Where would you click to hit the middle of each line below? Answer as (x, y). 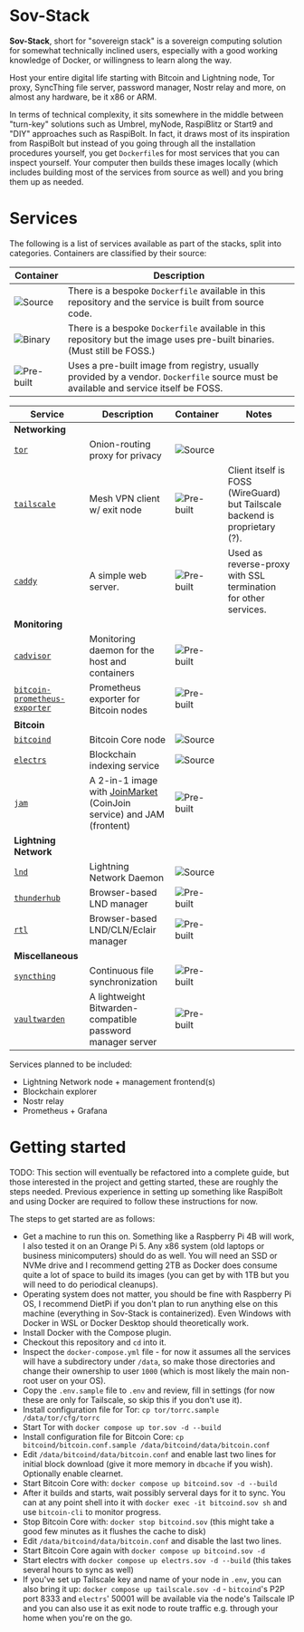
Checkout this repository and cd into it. (95, 1342)
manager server (123, 1042)
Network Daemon (127, 878)
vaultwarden (40, 1019)
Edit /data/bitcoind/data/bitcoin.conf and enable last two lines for (149, 1454)
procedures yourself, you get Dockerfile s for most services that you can (145, 153)
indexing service (124, 765)
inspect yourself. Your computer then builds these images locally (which (144, 162)
